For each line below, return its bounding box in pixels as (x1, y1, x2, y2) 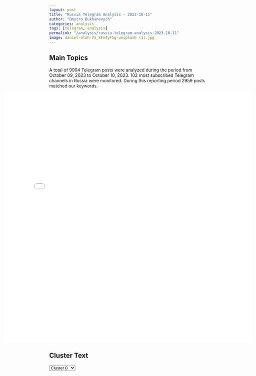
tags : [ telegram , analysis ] (49, 26, 108, 31)
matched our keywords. (49, 83, 98, 89)
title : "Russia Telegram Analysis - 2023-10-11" (49, 12, 152, 17)
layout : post (49, 7, 76, 12)
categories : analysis (49, 21, 94, 26)
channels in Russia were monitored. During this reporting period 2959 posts (49, 77, 205, 83)
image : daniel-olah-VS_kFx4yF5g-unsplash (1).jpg (49, 35, 155, 40)
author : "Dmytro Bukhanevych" (49, 16, 112, 21)
